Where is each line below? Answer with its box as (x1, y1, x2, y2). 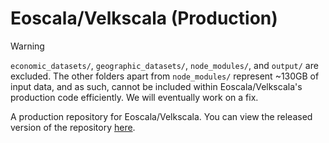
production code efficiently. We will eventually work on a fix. (10, 91, 259, 103)
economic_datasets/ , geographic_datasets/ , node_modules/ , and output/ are (10, 59, 319, 71)
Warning (10, 40, 45, 52)
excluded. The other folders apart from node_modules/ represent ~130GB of (10, 70, 320, 82)
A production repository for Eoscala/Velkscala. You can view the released (10, 110, 313, 122)
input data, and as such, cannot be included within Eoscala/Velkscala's (10, 80, 303, 92)
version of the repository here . (10, 121, 136, 133)
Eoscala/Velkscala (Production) (10, 7, 278, 30)
